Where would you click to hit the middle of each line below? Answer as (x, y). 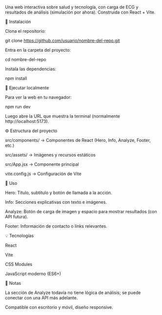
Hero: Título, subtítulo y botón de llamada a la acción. (59, 193)
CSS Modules (19, 264)
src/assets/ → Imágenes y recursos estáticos (51, 155)
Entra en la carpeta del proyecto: (38, 50)
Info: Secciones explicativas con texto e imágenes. (56, 202)
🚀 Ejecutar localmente (27, 88)
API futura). (17, 217)
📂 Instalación (18, 22)
